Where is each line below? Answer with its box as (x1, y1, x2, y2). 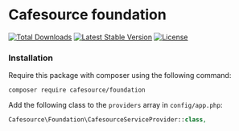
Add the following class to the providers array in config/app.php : (8, 100, 223, 110)
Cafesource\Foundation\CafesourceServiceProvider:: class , (8, 116, 207, 124)
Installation (8, 52, 54, 63)
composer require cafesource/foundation (8, 86, 146, 94)
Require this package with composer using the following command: (8, 71, 232, 80)
